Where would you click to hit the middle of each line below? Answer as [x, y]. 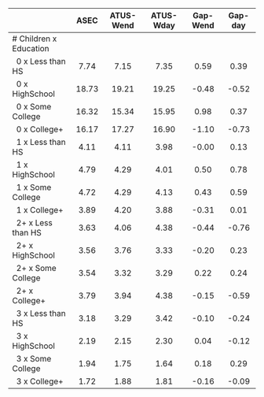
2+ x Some [36, 268]
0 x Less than [41, 61]
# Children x [35, 39]
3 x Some [34, 359]
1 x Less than [41, 142]
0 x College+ [40, 129]
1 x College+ [40, 210]
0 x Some [34, 107]
